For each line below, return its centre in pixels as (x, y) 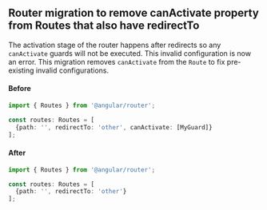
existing (21, 70)
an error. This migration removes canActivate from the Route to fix (117, 61)
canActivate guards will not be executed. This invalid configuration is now (130, 53)
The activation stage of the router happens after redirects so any (115, 45)
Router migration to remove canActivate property (134, 13)
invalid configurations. (72, 70)
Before (20, 89)
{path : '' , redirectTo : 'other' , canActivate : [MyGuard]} (114, 127)
